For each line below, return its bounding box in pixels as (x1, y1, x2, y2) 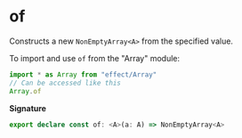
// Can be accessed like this (9, 78, 122, 87)
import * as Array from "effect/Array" (9, 69, 157, 79)
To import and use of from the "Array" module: (9, 53, 181, 63)
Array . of (9, 86, 42, 95)
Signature (9, 102, 47, 113)
